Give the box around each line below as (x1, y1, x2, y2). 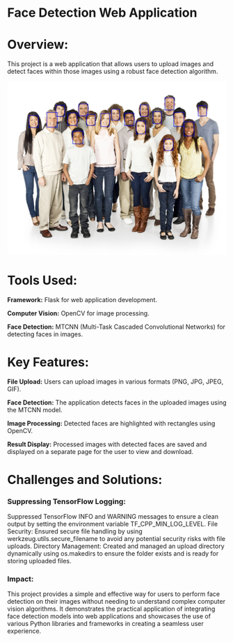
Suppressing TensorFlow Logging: (7, 496, 127, 506)
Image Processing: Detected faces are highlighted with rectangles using (7, 419, 216, 428)
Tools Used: (7, 272, 78, 288)
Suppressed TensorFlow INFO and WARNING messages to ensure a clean (7, 512, 219, 521)
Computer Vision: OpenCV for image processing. (7, 308, 150, 318)
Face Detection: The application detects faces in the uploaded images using (7, 398, 227, 407)
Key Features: (7, 354, 89, 370)
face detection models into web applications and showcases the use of (7, 612, 211, 620)
